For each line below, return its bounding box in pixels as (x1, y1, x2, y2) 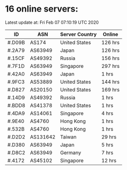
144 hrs (101, 78, 120, 85)
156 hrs (101, 55, 120, 62)
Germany (60, 149, 81, 156)
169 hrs (101, 86, 120, 93)
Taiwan (60, 133, 77, 140)
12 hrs (101, 157, 117, 164)
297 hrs (101, 62, 120, 69)
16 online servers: (5, 3, 79, 15)
